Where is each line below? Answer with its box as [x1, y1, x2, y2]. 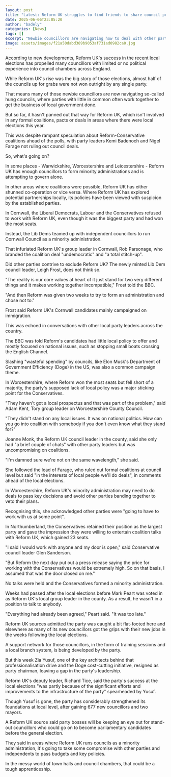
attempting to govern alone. [5, 174, 64, 180]
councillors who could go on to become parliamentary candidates [13, 724, 151, 731]
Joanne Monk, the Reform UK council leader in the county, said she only [5, 436, 157, 442]
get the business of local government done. [5, 102, 97, 108]
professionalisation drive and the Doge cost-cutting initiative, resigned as [5, 662, 159, 668]
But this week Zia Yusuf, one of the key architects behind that [5, 657, 134, 663]
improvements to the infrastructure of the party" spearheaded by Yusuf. [5, 688, 156, 694]
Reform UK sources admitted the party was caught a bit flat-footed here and [5, 621, 165, 627]
